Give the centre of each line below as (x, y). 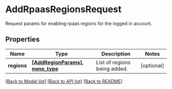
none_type (45, 69)
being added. (112, 69)
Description (116, 53)
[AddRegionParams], (58, 62)
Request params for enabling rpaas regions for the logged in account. (79, 23)
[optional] (152, 66)
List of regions (113, 62)
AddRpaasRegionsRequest (63, 9)
